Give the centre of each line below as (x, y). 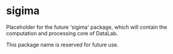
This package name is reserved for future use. (63, 45)
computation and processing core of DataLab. (62, 33)
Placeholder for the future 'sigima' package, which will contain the (86, 27)
